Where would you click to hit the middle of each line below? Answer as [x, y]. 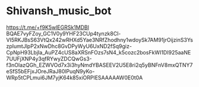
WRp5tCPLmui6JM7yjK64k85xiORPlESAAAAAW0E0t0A [75, 78]
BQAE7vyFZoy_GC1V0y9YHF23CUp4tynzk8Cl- [64, 33]
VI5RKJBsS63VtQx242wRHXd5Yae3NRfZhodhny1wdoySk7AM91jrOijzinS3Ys [99, 40]
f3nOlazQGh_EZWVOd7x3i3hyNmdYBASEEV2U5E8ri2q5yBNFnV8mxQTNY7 [99, 65]
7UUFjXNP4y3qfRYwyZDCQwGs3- [49, 59]
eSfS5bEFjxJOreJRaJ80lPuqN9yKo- [50, 71]
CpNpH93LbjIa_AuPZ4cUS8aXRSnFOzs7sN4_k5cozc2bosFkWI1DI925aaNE [99, 52]
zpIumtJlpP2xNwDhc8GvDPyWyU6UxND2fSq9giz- [69, 46]
